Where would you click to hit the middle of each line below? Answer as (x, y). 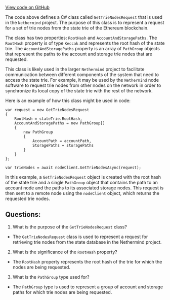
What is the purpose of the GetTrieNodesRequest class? (70, 227)
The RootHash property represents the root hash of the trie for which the (87, 261)
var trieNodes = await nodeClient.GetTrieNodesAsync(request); (73, 168)
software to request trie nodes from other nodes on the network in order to (83, 85)
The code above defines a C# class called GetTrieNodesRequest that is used (84, 17)
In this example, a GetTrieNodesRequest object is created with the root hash (83, 177)
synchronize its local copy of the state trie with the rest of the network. (79, 91)
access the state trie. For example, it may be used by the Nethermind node (82, 80)
